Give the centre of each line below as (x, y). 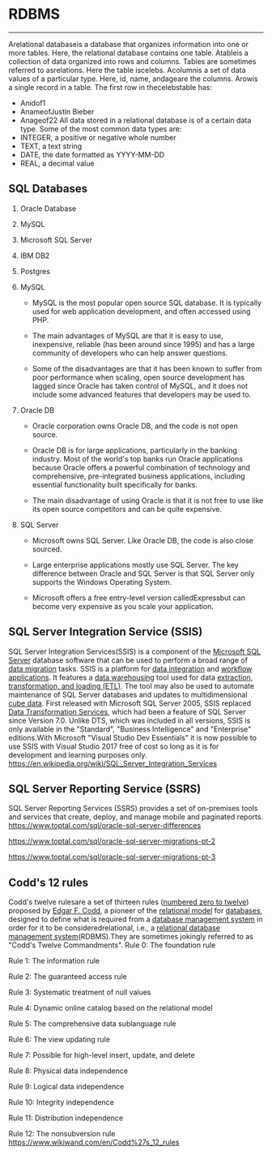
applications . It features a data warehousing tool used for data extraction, (131, 677)
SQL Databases (48, 189)
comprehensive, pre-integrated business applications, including (138, 476)
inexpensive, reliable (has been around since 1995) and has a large (143, 344)
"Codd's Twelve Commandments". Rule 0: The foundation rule (112, 945)
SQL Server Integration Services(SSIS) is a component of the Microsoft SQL (135, 651)
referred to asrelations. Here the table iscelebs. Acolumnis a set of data (127, 70)
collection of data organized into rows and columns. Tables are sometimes (132, 61)
